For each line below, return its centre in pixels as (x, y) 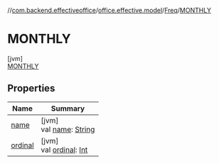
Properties (31, 88)
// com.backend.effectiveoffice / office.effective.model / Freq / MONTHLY (109, 10)
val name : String (68, 129)
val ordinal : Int (64, 150)
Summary (68, 108)
